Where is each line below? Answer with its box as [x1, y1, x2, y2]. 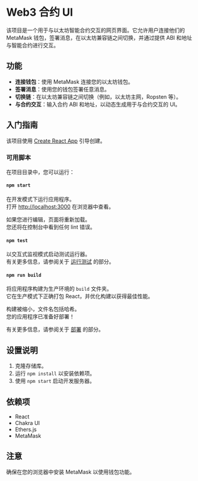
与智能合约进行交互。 [6, 42, 59, 49]
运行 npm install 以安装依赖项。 [14, 370, 95, 377]
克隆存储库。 [14, 362, 47, 370]
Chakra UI [14, 420, 40, 427]
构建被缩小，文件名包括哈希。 [6, 305, 80, 313]
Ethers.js [14, 426, 37, 433]
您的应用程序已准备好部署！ [6, 313, 75, 320]
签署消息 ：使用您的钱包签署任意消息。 [14, 85, 110, 93]
